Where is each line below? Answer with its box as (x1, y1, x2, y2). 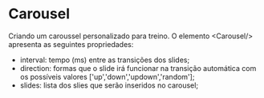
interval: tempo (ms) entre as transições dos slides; (19, 55, 190, 65)
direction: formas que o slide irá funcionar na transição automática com (19, 63, 257, 73)
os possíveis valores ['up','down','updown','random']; (19, 72, 195, 81)
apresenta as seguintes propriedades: (8, 39, 134, 49)
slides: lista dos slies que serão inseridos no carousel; (19, 80, 199, 90)
